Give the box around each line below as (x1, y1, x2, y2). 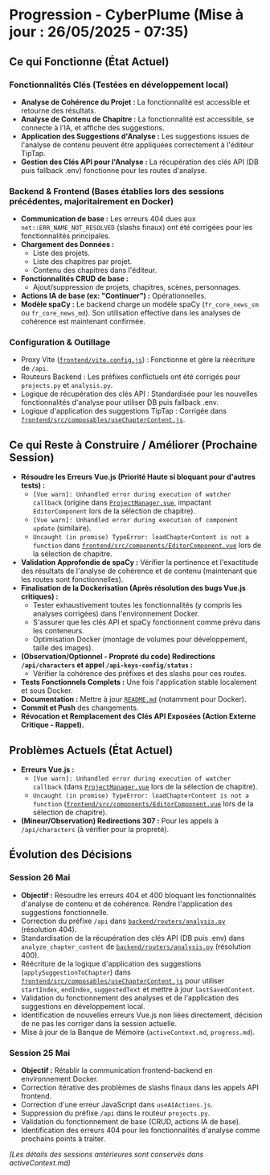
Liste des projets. (32, 248, 91, 258)
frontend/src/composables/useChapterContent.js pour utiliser (20, 975, 225, 985)
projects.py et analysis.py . (20, 381, 113, 390)
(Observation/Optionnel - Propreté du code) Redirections (20, 652, 216, 662)
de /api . (20, 364, 49, 373)
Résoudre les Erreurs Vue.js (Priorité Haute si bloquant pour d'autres (20, 472, 256, 482)
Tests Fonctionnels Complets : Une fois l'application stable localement (20, 678, 257, 687)
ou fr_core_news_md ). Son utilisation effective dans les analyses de (20, 308, 241, 318)
